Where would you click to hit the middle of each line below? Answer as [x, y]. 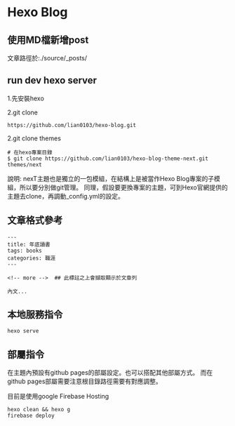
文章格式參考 [35, 221]
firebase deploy [31, 416]
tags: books [25, 251]
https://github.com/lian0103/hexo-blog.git [72, 125]
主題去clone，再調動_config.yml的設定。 [66, 196]
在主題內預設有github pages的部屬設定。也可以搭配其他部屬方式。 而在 [110, 373]
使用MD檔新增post [48, 40]
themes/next [25, 165]
